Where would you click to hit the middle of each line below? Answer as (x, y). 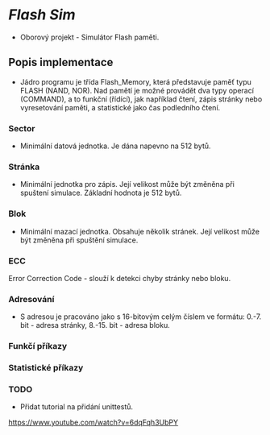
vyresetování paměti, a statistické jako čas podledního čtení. (120, 107)
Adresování (31, 299)
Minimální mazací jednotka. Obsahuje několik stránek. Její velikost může (140, 231)
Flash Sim (42, 15)
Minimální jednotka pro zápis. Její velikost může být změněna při (127, 184)
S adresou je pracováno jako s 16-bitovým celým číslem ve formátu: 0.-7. (141, 317)
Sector (22, 128)
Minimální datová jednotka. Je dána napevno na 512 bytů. (115, 146)
